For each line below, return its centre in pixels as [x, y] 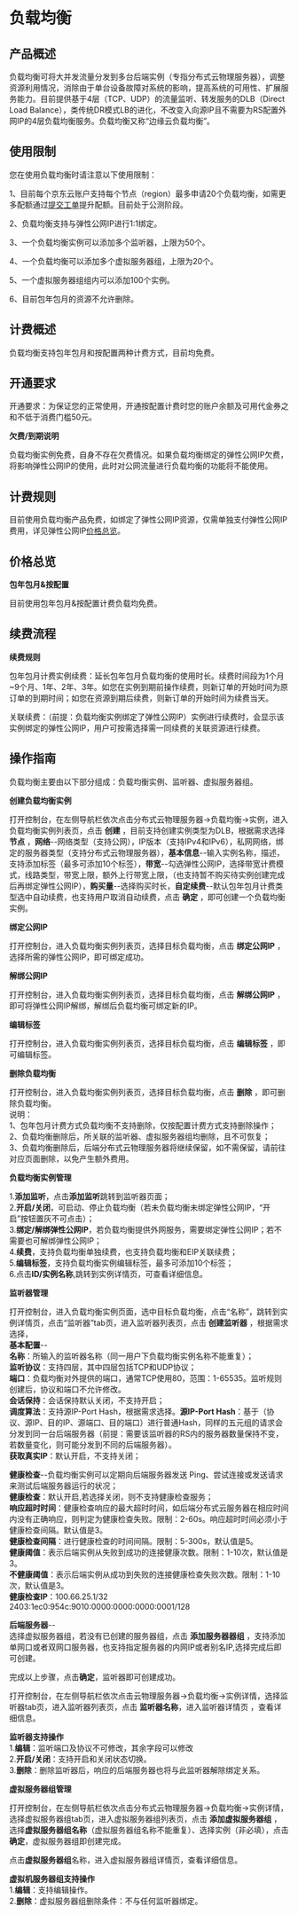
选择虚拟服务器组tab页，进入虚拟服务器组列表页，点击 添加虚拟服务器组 [141, 1818]
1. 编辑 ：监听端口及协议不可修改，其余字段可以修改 [101, 1747]
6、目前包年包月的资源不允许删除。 [74, 299]
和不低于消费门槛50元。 [53, 417]
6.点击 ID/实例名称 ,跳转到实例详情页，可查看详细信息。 [109, 1274]
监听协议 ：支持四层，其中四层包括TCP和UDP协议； [103, 1367]
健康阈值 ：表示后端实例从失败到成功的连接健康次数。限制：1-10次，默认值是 [149, 1552]
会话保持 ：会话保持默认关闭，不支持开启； [87, 1400]
